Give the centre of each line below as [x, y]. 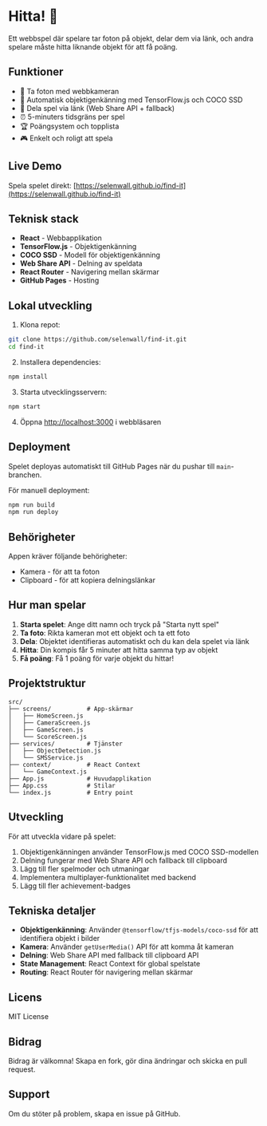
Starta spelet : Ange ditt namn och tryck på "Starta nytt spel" [120, 624]
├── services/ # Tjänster [66, 744]
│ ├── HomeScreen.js [46, 716]
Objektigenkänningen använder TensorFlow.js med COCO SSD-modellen [139, 851]
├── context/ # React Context [75, 764]
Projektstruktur [47, 684]
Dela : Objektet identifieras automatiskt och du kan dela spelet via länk [134, 641]
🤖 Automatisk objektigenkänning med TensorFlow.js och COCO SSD [131, 100]
